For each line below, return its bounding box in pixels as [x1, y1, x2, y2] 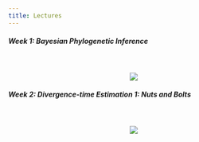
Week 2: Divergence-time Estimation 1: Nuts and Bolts [8, 89, 191, 100]
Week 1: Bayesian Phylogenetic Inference [8, 37, 149, 46]
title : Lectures [8, 11, 62, 20]
